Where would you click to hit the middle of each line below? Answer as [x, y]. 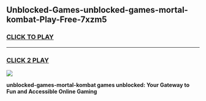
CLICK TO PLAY [30, 37]
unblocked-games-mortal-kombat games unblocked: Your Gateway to [98, 84]
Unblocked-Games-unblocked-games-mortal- [97, 10]
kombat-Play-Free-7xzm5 [57, 20]
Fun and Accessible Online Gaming [52, 91]
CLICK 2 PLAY [28, 60]
